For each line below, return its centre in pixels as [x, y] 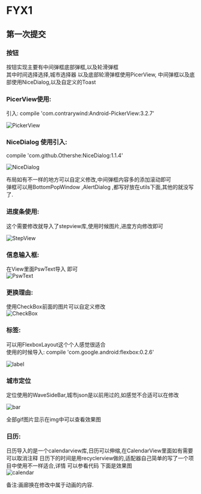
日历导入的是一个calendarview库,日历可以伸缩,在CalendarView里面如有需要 [100, 451]
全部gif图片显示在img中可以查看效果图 [54, 419]
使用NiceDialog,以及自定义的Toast [54, 82]
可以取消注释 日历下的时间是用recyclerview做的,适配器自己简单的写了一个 [97, 458]
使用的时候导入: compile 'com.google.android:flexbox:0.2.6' [80, 352]
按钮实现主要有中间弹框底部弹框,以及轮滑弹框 [63, 67]
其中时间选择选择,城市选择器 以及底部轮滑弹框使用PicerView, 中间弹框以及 [98, 74]
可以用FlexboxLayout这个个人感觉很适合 [56, 344]
